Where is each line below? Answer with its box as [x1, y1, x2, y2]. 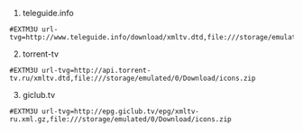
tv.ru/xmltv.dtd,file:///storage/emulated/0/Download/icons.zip [9, 74, 256, 83]
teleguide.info [22, 8, 74, 18]
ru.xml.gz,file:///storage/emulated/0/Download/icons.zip [9, 115, 232, 124]
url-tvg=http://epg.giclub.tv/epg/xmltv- [41, 107, 200, 116]
